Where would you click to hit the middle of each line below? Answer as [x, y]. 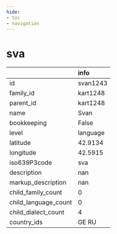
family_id [22, 93]
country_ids [26, 222]
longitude [23, 153]
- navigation [23, 23]
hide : [13, 12]
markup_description [38, 183]
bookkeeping [28, 123]
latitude [20, 143]
